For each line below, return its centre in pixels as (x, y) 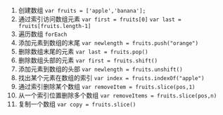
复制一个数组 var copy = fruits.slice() (77, 104)
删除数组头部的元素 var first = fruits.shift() (88, 60)
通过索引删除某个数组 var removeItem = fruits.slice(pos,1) (107, 87)
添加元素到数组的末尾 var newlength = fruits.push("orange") (108, 43)
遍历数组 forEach (43, 34)
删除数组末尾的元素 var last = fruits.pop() (83, 52)
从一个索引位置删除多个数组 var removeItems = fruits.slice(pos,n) (117, 95)
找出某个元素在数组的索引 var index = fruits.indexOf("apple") (111, 78)
